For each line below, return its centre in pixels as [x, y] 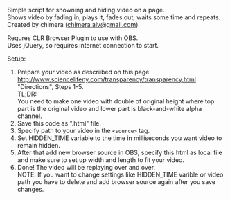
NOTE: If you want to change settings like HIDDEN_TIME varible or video [120, 174]
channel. [30, 116]
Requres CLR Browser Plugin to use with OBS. [73, 38]
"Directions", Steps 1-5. [50, 87]
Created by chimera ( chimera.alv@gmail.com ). [74, 24]
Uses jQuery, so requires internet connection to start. [83, 45]
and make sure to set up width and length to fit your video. [101, 160]
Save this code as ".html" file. [59, 123]
